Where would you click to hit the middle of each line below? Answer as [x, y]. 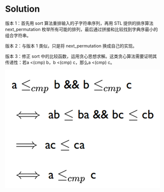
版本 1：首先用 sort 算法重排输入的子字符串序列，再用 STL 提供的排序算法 [79, 23]
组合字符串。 [18, 35]
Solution [23, 9]
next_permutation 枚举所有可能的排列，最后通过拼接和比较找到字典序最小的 [82, 29]
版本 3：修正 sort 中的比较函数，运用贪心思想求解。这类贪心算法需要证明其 [81, 56]
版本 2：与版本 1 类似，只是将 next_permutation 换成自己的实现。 [71, 46]
